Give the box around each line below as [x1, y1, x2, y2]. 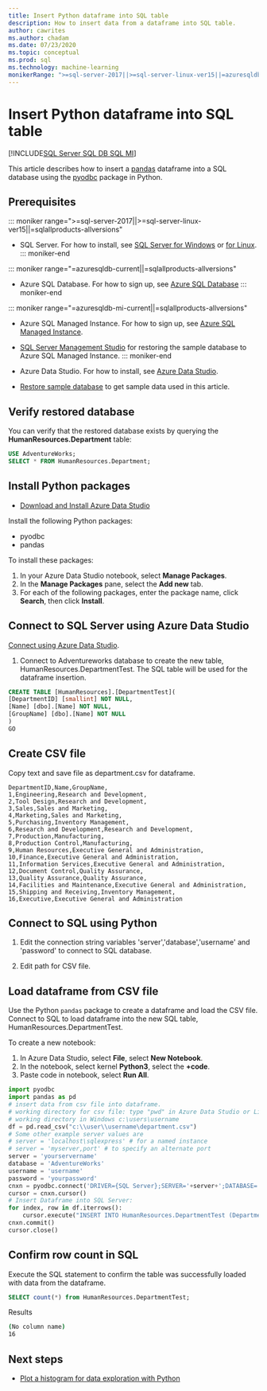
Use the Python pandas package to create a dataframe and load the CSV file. [8, 1006, 258, 1015]
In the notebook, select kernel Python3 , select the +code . [19, 1062, 211, 1071]
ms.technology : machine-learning [8, 64, 119, 72]
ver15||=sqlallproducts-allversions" [8, 224, 123, 235]
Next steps [8, 1352, 64, 1366]
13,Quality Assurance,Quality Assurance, [8, 874, 148, 882]
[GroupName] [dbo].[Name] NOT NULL [8, 710, 126, 719]
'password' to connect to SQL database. [19, 946, 153, 956]
